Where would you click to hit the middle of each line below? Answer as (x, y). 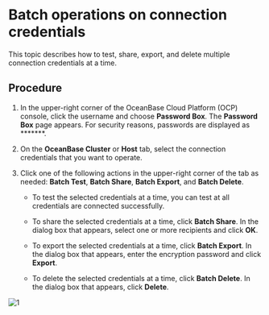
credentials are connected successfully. (98, 205)
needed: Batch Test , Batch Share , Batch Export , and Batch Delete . (132, 181)
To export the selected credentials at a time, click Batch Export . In (142, 245)
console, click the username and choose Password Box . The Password (139, 116)
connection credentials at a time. (63, 63)
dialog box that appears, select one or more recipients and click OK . (145, 230)
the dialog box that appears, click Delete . (100, 287)
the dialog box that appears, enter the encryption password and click (147, 254)
